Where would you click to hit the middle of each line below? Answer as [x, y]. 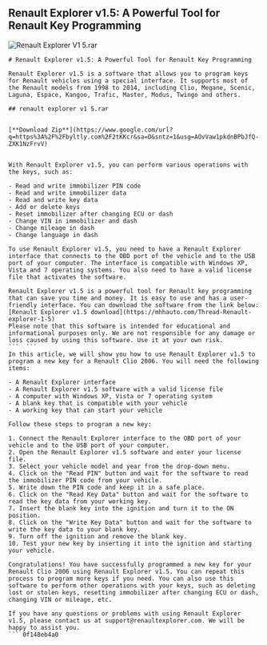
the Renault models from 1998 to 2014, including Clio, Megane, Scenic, [132, 87]
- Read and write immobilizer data [68, 193]
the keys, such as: [41, 171]
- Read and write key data [53, 200]
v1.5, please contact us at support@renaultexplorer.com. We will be [127, 620]
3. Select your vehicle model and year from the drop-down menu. [119, 466]
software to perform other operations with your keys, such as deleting [132, 585]
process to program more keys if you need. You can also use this [121, 578]
